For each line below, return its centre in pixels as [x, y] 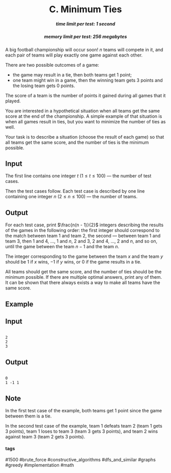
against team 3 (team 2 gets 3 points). [45, 436]
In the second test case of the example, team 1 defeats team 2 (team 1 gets [84, 426]
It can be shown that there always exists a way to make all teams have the [83, 283]
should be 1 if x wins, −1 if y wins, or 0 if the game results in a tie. [73, 262]
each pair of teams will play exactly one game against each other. [74, 55]
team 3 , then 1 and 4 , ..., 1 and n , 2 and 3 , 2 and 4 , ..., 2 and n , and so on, [81, 241]
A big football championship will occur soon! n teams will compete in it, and [84, 49]
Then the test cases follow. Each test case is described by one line [75, 191]
